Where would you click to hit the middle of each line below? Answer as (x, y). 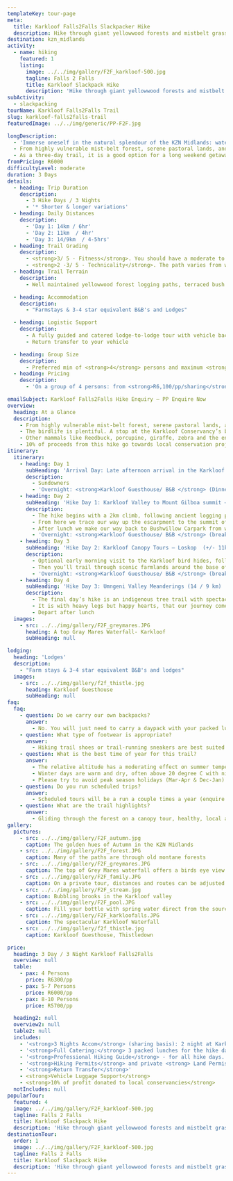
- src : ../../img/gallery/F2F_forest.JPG (80, 851)
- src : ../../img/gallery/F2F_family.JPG (80, 877)
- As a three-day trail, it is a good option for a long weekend (110, 156)
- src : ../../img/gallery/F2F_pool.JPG (77, 903)
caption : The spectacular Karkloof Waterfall (92, 922)
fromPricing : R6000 (35, 162)
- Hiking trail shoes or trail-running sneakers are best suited (129, 748)
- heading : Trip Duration (51, 188)
